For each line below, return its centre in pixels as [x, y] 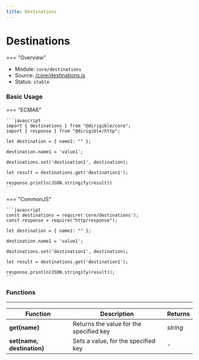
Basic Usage [25, 97]
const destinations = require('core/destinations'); [73, 215]
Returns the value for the [107, 324]
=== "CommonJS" [29, 199]
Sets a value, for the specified [114, 341]
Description [117, 314]
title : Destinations [32, 12]
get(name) [24, 328]
